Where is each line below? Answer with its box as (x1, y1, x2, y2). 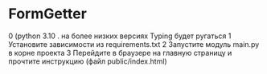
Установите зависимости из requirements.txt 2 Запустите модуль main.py (8, 39, 260, 49)
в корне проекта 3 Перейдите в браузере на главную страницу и (8, 48, 232, 57)
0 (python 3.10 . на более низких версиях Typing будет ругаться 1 (8, 31, 232, 41)
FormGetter (8, 5, 87, 23)
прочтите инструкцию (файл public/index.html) (8, 56, 167, 66)
